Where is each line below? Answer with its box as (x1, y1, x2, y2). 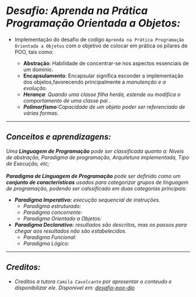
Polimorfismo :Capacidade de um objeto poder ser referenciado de (23, 103, 185, 110)
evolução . (23, 84, 48, 91)
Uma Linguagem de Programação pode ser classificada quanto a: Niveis (6, 148, 184, 155)
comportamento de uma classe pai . (23, 97, 111, 104)
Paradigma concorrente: (23, 209, 83, 216)
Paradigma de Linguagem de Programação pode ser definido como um (6, 172, 181, 179)
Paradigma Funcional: (23, 233, 77, 241)
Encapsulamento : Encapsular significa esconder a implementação (23, 72, 184, 79)
